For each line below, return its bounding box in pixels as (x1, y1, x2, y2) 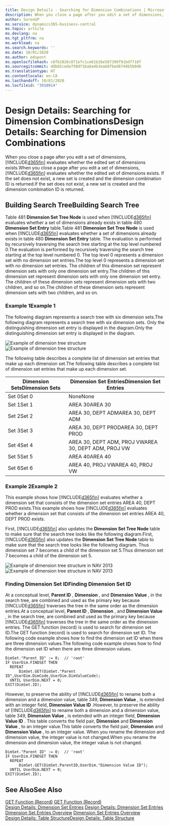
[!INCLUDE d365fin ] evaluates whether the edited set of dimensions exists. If (5, 170, 164, 176)
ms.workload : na (5, 41, 39, 46)
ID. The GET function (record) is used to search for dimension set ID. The (5, 630, 156, 636)
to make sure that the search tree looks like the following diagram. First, (5, 531, 153, 537)
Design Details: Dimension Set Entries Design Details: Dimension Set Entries (5, 804, 163, 810)
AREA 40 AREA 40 (68, 453, 111, 460)
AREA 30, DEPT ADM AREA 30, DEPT (68, 409, 156, 416)
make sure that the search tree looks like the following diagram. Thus (5, 542, 149, 548)
